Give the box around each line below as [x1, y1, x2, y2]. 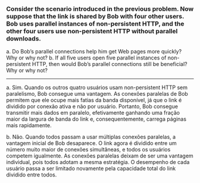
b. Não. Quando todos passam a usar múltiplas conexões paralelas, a [6, 133, 176, 141]
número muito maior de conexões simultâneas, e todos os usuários [6, 146, 171, 153]
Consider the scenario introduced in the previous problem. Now [6, 5, 194, 13]
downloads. [6, 34, 42, 43]
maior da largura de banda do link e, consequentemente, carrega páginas [6, 115, 186, 123]
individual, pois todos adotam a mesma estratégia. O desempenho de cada [6, 159, 190, 166]
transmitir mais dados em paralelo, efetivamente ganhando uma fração [6, 109, 180, 116]
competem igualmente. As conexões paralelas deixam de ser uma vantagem [6, 152, 193, 159]
